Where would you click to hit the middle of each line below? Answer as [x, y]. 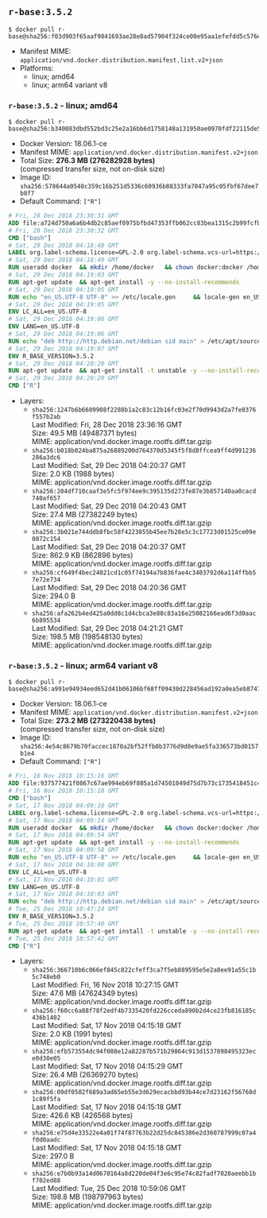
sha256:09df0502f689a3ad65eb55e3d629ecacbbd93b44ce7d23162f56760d [144, 1092]
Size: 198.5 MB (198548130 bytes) [87, 637]
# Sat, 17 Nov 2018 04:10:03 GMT [64, 894]
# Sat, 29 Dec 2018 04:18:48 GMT [64, 246]
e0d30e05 [46, 1059]
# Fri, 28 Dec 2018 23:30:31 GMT [64, 216]
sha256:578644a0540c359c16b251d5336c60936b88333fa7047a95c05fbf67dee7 [139, 187]
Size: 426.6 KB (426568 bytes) [82, 1116]
